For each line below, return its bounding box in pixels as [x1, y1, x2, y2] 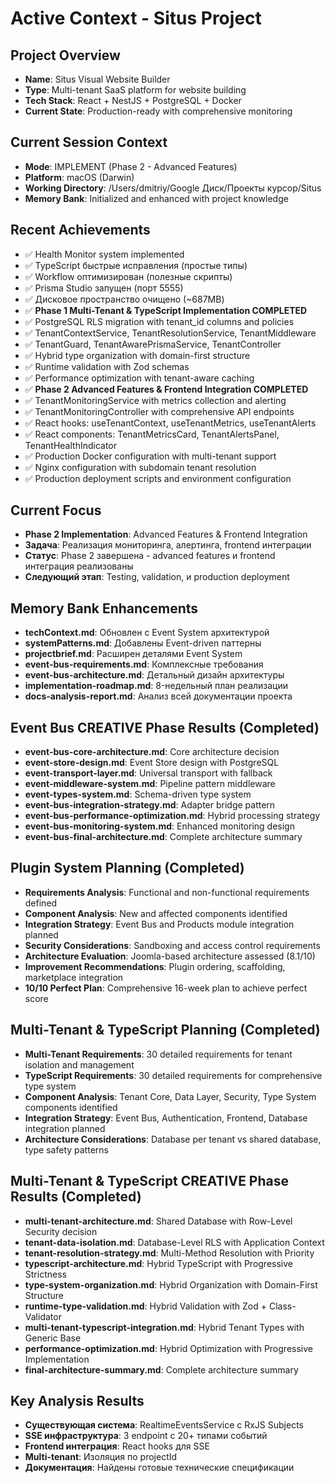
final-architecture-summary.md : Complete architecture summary [24, 1363, 299, 1376]
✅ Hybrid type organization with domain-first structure [24, 349, 251, 361]
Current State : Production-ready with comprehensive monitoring [24, 105, 293, 117]
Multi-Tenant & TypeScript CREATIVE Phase [10, 1173, 289, 1190]
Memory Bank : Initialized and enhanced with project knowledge [24, 192, 289, 204]
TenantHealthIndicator [24, 439, 118, 451]
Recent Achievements [10, 222, 151, 239]
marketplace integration [24, 971, 124, 983]
